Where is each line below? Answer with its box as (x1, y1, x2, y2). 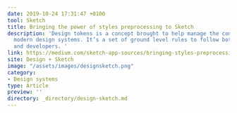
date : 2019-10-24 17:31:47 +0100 (7, 10, 106, 18)
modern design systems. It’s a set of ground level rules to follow (13, 36, 219, 44)
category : (7, 69, 37, 76)
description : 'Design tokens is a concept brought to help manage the (7, 29, 219, 37)
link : (7, 50, 23, 57)
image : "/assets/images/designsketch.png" (7, 62, 134, 69)
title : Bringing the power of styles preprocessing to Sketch (7, 23, 194, 30)
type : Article (7, 82, 49, 89)
